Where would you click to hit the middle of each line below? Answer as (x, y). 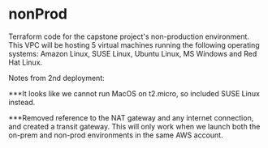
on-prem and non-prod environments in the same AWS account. (116, 135)
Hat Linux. (26, 62)
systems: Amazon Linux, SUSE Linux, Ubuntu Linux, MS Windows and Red (133, 53)
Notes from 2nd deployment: (57, 78)
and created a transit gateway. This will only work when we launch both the (134, 126)
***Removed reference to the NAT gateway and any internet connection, (131, 117)
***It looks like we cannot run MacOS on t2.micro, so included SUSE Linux (134, 93)
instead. (22, 102)
